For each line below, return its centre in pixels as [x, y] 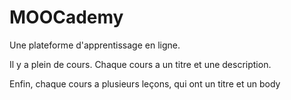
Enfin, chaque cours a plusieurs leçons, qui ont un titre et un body [145, 83]
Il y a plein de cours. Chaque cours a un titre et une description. [140, 64]
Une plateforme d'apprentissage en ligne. [95, 45]
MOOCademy [66, 17]
